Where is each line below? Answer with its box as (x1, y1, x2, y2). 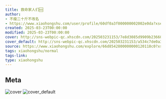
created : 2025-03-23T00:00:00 (5, 26, 68, 31)
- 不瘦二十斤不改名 (5, 16, 40, 21)
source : (5, 44, 21, 49)
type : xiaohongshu (5, 58, 43, 63)
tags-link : (5, 53, 28, 58)
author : (5, 12, 21, 17)
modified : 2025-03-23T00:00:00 (5, 30, 70, 35)
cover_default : (5, 39, 37, 44)
